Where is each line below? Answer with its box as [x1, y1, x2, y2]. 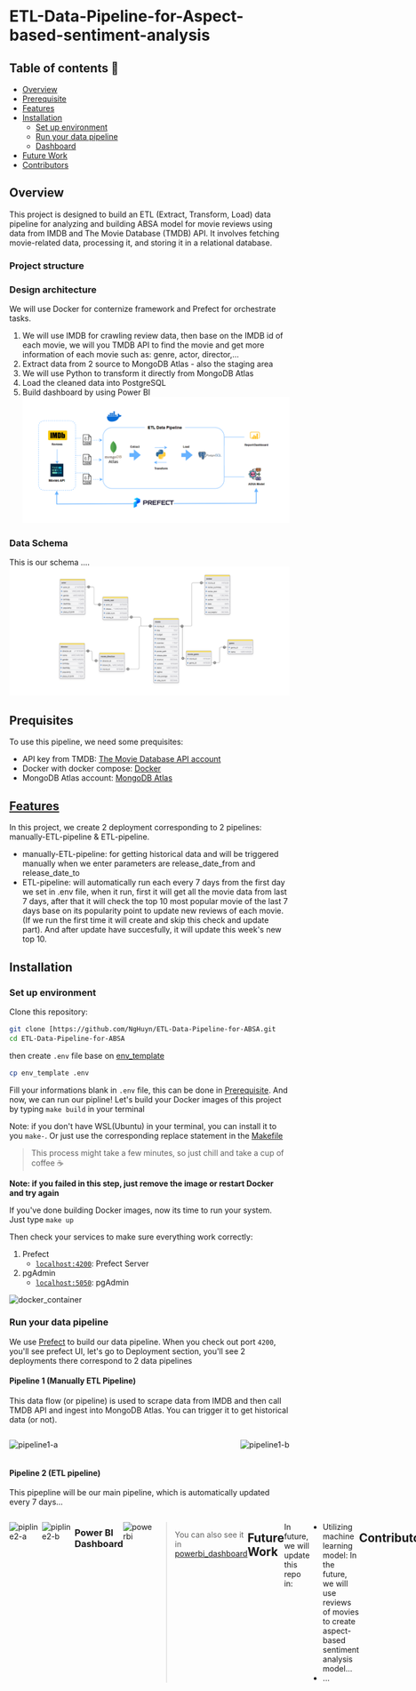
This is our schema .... [9, 557, 91, 568]
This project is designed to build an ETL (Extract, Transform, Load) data [9, 209, 271, 220]
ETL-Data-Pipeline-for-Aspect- [9, 6, 244, 27]
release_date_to [21, 868, 80, 878]
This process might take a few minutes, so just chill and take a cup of [30, 1147, 284, 1158]
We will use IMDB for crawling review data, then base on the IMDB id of [21, 331, 284, 341]
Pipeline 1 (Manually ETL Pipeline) [9, 1375, 136, 1386]
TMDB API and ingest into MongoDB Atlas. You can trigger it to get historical [9, 1405, 289, 1415]
